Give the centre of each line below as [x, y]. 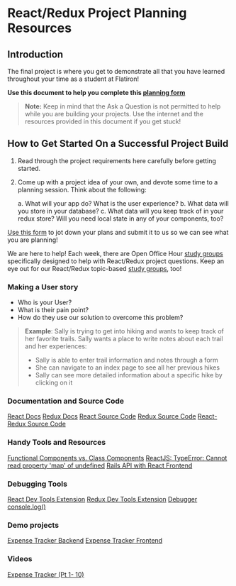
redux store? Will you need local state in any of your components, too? [120, 219]
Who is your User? [45, 302]
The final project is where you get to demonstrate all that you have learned [116, 71]
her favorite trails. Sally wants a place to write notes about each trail [124, 339]
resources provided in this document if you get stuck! [103, 121]
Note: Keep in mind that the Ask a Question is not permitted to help [123, 106]
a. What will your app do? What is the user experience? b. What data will [123, 203]
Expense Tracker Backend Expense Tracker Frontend [85, 541]
